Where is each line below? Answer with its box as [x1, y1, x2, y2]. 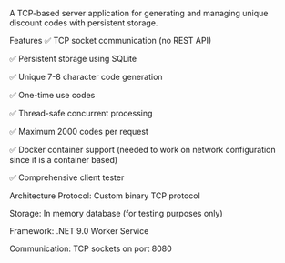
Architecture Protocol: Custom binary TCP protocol [9, 190, 200, 201]
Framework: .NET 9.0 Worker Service [9, 226, 149, 236]
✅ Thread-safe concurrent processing [9, 108, 153, 118]
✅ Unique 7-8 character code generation [9, 72, 163, 82]
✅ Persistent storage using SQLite [9, 54, 137, 64]
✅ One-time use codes [9, 90, 96, 100]
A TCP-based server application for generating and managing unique [9, 8, 269, 18]
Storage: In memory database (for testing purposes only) [9, 208, 223, 218]
